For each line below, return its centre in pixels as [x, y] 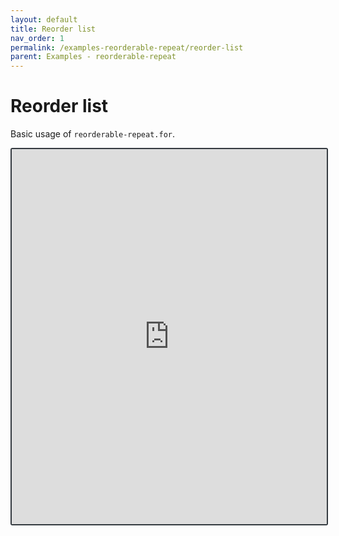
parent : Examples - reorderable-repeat [93, 57]
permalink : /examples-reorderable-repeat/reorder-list [127, 47]
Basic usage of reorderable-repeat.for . [93, 134]
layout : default [44, 19]
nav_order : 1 [37, 38]
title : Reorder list [53, 29]
